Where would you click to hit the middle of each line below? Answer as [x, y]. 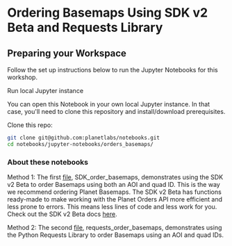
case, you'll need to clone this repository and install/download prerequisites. [116, 112]
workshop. [23, 77]
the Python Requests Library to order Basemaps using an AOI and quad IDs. [116, 235]
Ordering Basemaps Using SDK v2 [108, 13]
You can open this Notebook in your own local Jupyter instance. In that [109, 104]
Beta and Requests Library [85, 27]
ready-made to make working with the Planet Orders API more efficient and [115, 199]
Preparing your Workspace [67, 53]
